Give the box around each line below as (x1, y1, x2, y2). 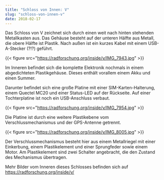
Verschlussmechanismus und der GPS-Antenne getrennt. (5, 119, 122, 126)
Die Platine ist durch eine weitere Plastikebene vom (5, 114, 109, 120)
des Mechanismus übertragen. (5, 154, 67, 160)
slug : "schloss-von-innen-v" (5, 12, 65, 17)
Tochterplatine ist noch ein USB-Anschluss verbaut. (5, 95, 110, 101)
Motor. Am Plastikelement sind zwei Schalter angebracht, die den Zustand (5, 149, 155, 155)
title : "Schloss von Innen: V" (5, 7, 69, 12)
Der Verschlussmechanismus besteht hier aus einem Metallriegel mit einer (5, 139, 156, 144)
